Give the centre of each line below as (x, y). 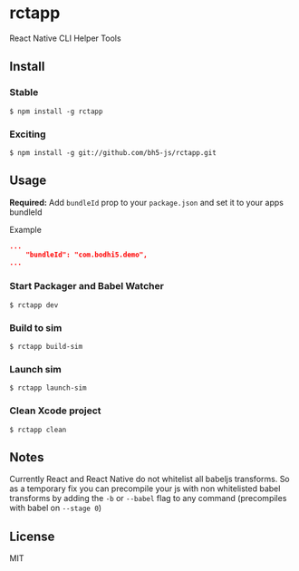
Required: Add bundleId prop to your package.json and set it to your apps (146, 202)
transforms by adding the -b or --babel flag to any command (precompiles (148, 498)
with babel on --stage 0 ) (56, 508)
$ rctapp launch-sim (48, 388)
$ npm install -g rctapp (56, 111)
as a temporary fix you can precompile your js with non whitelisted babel (145, 489)
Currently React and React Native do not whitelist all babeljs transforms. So (149, 479)
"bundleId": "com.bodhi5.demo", (87, 255)
